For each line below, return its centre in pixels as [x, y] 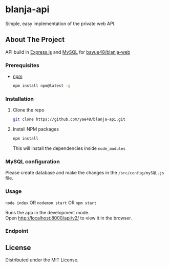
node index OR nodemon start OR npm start [51, 203]
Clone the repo [28, 110]
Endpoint [17, 231]
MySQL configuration [33, 161]
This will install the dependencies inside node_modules [69, 148]
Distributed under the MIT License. [42, 260]
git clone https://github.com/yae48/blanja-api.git [69, 119]
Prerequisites [22, 65]
